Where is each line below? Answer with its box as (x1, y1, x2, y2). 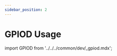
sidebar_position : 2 (4, 7, 48, 12)
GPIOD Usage (4, 28, 61, 40)
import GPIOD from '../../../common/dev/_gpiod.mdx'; (4, 45, 113, 51)
